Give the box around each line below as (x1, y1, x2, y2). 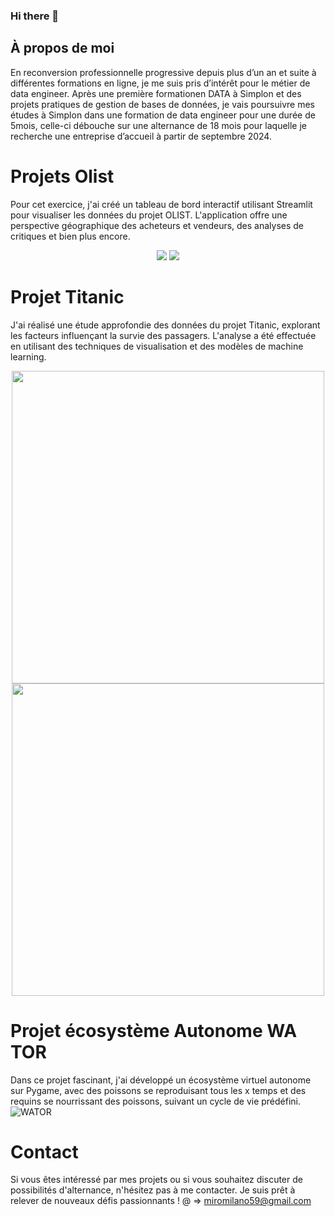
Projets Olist (10, 165, 115, 188)
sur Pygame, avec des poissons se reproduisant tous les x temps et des (10, 1084, 307, 1096)
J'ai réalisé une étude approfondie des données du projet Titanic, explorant (10, 319, 321, 331)
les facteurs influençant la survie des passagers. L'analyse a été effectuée (10, 329, 317, 341)
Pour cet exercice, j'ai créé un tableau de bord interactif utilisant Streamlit (10, 198, 313, 210)
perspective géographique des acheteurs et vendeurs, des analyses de (10, 219, 305, 231)
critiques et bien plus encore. (10, 230, 131, 242)
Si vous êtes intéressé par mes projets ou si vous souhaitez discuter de (10, 1174, 303, 1186)
